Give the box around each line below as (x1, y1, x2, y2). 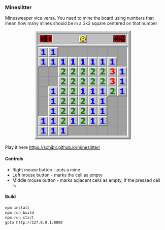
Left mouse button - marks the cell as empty (12, 172, 102, 178)
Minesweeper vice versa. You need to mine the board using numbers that (5, 15, 154, 21)
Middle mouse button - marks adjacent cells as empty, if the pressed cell (12, 177, 161, 183)
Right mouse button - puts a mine (12, 166, 80, 172)
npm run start (5, 215, 34, 220)
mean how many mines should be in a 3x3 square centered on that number (5, 20, 158, 26)
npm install (5, 205, 30, 210)
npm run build (5, 210, 34, 215)
